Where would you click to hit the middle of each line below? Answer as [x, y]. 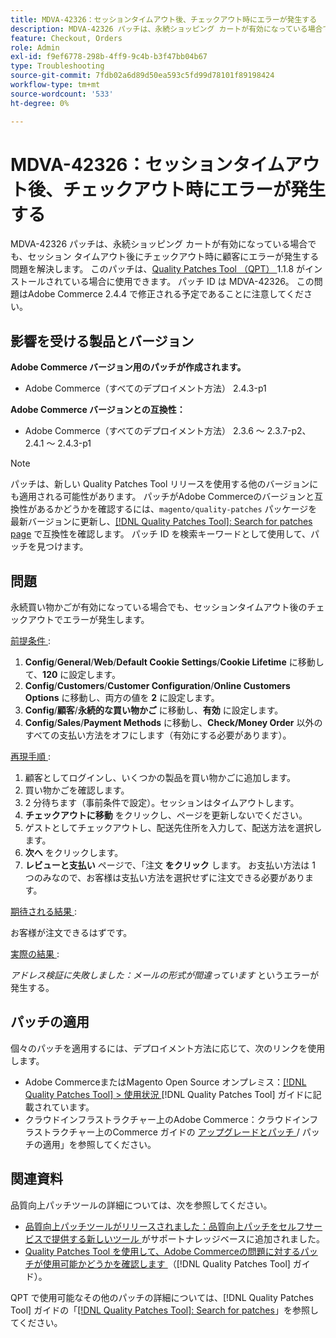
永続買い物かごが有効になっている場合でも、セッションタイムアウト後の [159, 607]
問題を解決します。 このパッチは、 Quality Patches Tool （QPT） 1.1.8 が [158, 269]
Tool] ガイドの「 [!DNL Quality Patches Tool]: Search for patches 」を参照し [164, 1310]
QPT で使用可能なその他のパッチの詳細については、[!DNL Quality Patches [162, 1297]
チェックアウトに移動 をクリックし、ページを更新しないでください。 [166, 815]
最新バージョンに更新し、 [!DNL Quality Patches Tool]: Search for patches [161, 522]
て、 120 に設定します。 [72, 675]
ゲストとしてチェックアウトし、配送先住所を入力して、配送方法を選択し [173, 828]
